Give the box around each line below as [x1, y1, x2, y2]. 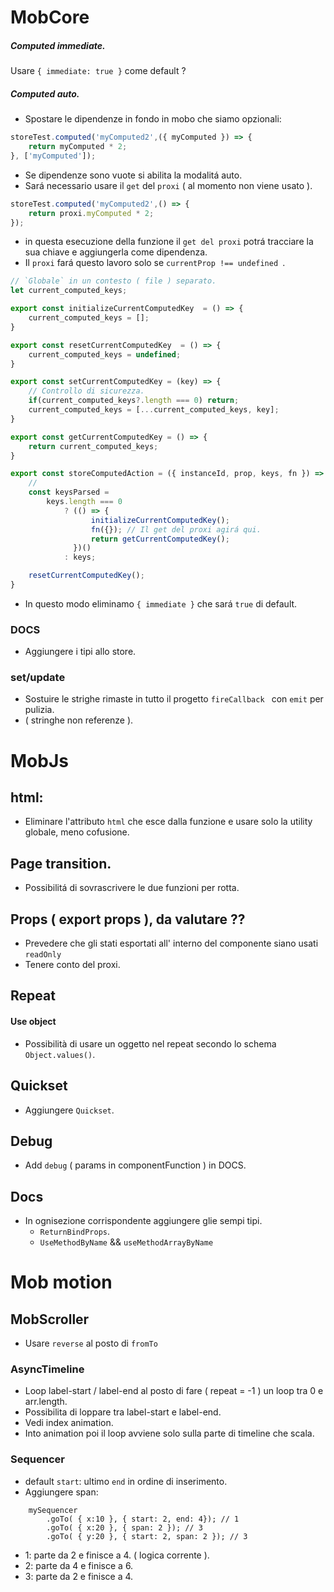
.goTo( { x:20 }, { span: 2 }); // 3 [46, 1522, 203, 1533]
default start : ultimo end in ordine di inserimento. [24, 1475, 228, 1487]
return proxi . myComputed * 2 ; [28, 208, 155, 218]
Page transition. [10, 855, 112, 872]
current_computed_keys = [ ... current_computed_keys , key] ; [28, 405, 280, 415]
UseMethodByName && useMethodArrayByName [39, 1236, 214, 1248]
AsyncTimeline [10, 1362, 85, 1376]
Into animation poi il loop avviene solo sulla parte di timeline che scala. [24, 1427, 315, 1440]
